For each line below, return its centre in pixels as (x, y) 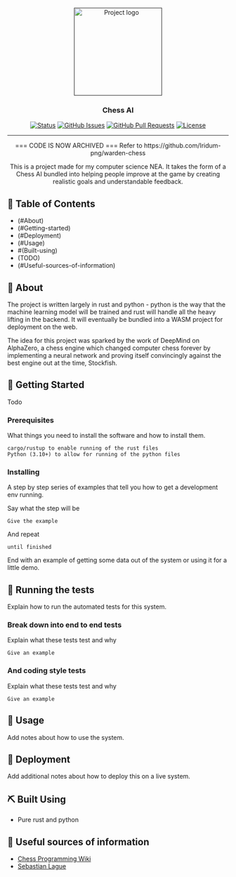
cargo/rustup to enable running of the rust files (83, 448)
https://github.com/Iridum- (182, 145)
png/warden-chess (118, 153)
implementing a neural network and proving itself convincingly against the (114, 355)
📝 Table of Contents (51, 203)
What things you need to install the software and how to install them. (106, 436)
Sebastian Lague (42, 866)
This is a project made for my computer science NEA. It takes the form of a (118, 167)
